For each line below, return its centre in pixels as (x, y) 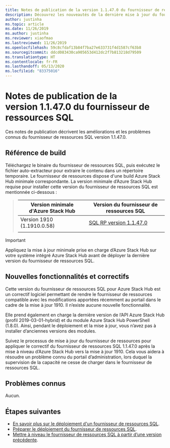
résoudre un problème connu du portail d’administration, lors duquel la (79, 357)
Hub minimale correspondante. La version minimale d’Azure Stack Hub (79, 181)
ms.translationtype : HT (30, 57)
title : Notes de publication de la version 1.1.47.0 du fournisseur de (82, 10)
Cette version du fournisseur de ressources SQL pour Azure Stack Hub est (83, 289)
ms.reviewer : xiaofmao (29, 38)
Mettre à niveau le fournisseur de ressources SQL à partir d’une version (87, 435)
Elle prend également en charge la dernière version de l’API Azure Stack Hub (85, 315)
